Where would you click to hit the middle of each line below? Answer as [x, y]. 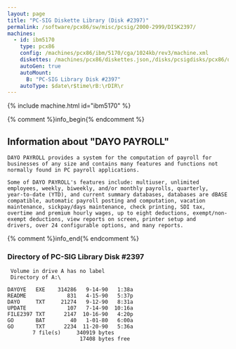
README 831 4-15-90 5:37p [70, 296]
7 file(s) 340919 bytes [73, 333]
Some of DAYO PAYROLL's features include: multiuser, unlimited [103, 183]
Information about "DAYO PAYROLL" [88, 141]
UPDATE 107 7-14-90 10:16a [70, 308]
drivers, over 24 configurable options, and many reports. [96, 226]
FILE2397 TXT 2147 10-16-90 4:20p [70, 315]
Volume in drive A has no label [58, 272]
